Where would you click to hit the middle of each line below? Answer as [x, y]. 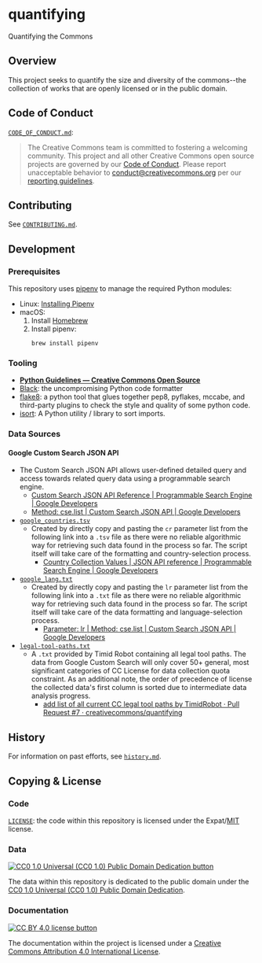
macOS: [32, 312]
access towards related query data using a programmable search [125, 478]
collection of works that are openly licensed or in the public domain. [118, 88]
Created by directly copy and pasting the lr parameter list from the [140, 587]
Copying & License [55, 781]
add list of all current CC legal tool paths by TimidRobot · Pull [141, 704]
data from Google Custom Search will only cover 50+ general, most [140, 662]
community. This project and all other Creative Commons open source [141, 156]
